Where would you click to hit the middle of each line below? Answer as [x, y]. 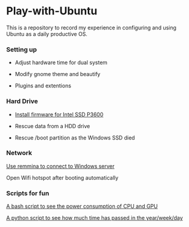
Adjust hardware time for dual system [61, 63]
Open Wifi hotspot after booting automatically [62, 177]
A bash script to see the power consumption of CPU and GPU [82, 206]
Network [19, 153]
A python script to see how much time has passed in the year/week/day [95, 218]
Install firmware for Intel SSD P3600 [59, 114]
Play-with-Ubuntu [52, 11]
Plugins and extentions [43, 86]
